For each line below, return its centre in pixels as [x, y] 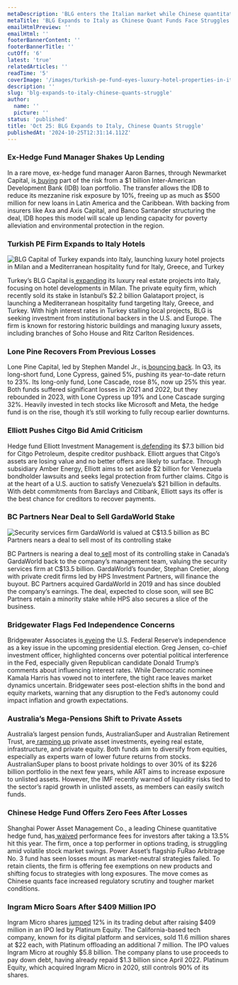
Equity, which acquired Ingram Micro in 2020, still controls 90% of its [108, 967]
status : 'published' [38, 119]
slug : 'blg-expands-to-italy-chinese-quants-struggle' [90, 93]
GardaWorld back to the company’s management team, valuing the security [117, 561]
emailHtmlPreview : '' [39, 27]
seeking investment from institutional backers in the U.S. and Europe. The [114, 318]
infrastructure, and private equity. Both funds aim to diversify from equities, [117, 749]
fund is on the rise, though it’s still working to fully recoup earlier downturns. [119, 412]
